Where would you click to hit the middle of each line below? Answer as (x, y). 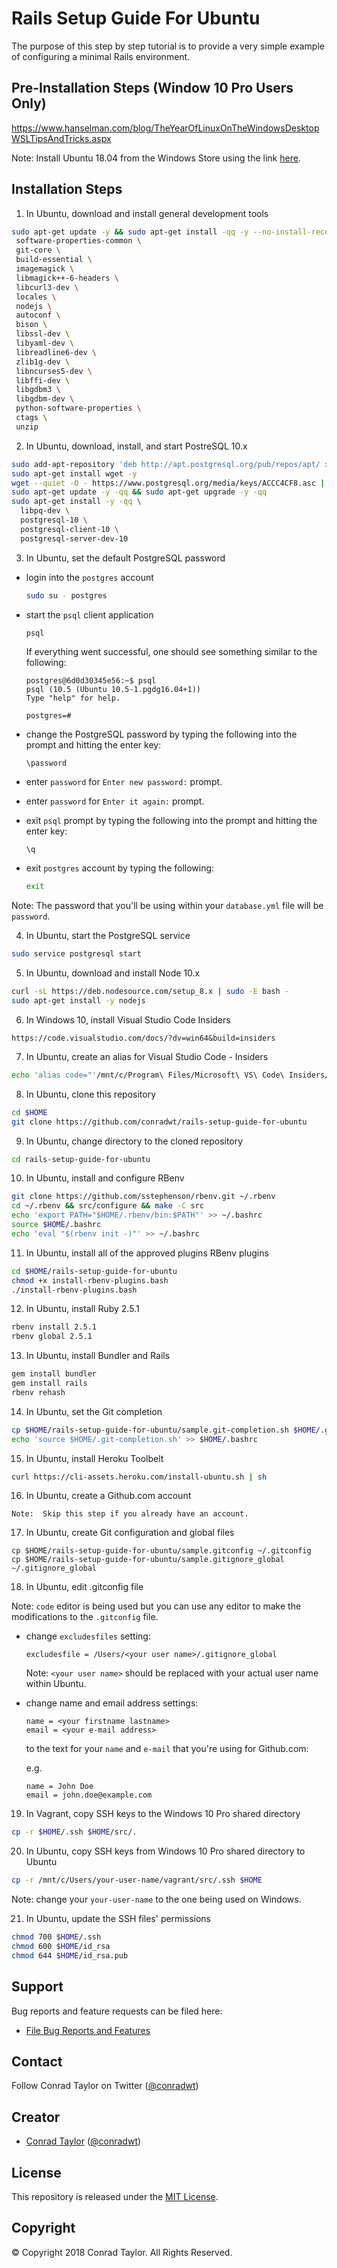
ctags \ (31, 418)
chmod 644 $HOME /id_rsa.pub (70, 1955)
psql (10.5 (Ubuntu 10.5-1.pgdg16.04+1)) (113, 690)
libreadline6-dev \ (56, 352)
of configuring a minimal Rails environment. (101, 56)
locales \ (36, 297)
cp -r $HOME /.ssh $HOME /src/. (74, 1832)
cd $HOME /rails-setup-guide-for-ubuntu (94, 1271)
